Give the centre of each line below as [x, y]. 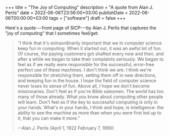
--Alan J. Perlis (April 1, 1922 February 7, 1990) [66, 128]
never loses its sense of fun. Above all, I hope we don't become [83, 86]
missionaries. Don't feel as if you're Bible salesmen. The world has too [91, 91]
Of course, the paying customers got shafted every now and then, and [91, 54]
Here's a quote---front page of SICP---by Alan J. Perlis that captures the [81, 28]
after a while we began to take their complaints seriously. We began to [91, 59]
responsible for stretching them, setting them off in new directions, [87, 75]
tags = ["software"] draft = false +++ [88, 18]
